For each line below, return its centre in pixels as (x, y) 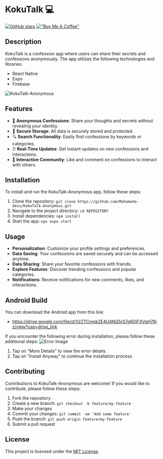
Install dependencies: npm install (46, 216)
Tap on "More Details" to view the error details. (59, 351)
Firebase (21, 84)
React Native (25, 73)
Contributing (25, 372)
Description (23, 42)
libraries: (14, 64)
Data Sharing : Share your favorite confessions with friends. (72, 264)
